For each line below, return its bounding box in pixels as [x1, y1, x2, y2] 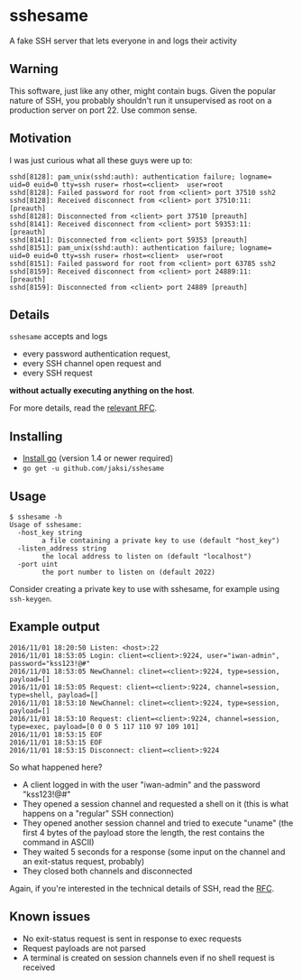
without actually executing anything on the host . [9, 385, 196, 396]
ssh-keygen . [9, 593, 52, 604]
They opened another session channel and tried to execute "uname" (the [22, 818, 294, 828]
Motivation [9, 131, 72, 146]
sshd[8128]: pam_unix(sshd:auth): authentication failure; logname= [9, 172, 272, 181]
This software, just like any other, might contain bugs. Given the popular [9, 85, 277, 96]
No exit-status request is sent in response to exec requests [22, 933, 242, 944]
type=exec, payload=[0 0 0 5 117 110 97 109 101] [9, 722, 200, 731]
